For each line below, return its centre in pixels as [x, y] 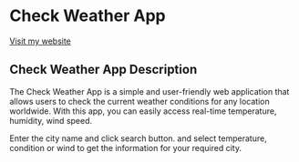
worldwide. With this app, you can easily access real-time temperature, [143, 111]
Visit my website [40, 41]
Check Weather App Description [103, 70]
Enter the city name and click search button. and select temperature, [138, 138]
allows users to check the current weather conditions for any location [140, 101]
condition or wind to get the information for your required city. [125, 147]
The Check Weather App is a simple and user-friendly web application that [149, 91]
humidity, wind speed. [51, 120]
